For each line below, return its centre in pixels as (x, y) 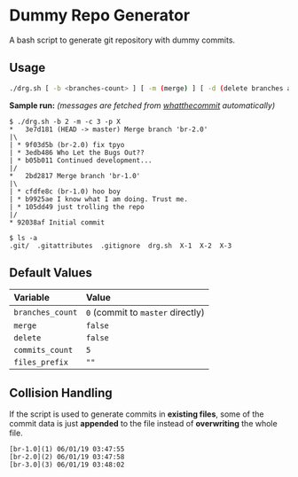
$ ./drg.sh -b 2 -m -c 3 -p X (65, 121)
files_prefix (41, 363)
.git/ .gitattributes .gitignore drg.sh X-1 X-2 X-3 (121, 246)
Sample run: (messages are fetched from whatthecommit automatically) (142, 105)
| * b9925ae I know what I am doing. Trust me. (99, 199)
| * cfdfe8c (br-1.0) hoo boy (65, 192)
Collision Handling (61, 392)
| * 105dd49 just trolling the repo (77, 207)
